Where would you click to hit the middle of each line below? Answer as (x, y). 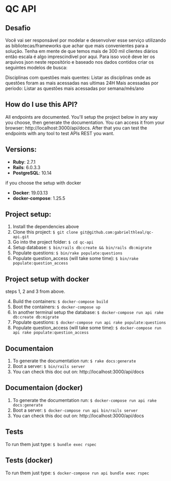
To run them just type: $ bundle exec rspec (51, 444)
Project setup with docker (47, 279)
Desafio (18, 28)
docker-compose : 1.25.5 (39, 198)
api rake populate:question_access (51, 333)
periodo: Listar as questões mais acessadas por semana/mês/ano (75, 88)
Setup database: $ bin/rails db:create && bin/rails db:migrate (82, 248)
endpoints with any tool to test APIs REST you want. (60, 133)
